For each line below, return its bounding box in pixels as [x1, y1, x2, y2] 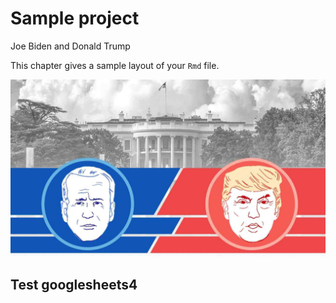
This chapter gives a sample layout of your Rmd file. [10, 59, 220, 71]
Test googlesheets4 [10, 276, 138, 293]
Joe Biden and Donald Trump [10, 40, 131, 52]
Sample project [10, 7, 140, 30]
